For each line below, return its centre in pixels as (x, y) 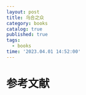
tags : (13, 40)
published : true (27, 35)
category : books (27, 23)
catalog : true (25, 29)
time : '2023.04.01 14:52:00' (44, 52)
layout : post (23, 12)
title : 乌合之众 (25, 18)
